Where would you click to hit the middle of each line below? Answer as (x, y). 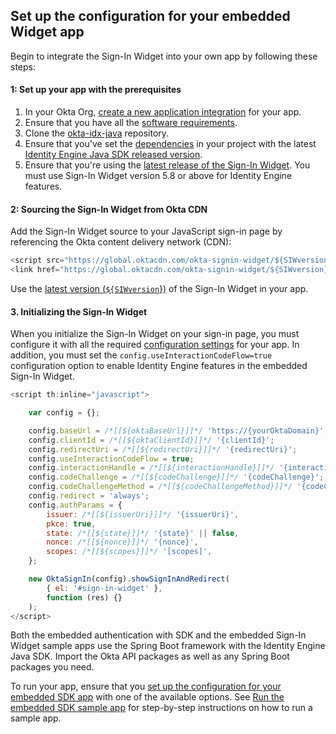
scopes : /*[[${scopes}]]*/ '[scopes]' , (129, 552)
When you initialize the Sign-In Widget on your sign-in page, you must (155, 334)
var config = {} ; (64, 413)
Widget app (47, 32)
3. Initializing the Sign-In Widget (79, 311)
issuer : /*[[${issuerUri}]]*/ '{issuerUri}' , (143, 514)
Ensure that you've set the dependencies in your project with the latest (170, 144)
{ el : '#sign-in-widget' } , (104, 588)
